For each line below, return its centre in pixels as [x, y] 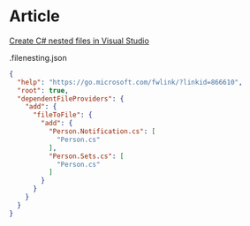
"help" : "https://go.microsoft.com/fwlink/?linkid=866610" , [130, 82]
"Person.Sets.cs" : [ [86, 156]
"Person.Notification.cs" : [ [102, 132]
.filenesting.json [38, 57]
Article [34, 16]
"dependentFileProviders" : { [71, 99]
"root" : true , [43, 90]
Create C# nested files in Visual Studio [80, 41]
